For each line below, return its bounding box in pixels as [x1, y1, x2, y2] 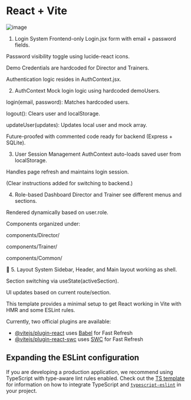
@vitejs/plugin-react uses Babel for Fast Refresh [14, 329, 133, 336]
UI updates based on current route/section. [6, 288, 111, 296]
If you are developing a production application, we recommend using [6, 368, 173, 375]
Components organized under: [6, 220, 81, 227]
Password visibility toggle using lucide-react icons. [6, 53, 130, 60]
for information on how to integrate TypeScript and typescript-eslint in [6, 381, 182, 388]
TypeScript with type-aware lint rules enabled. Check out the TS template [6, 375, 185, 382]
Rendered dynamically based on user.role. [6, 208, 109, 216]
